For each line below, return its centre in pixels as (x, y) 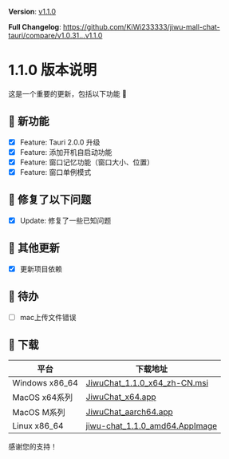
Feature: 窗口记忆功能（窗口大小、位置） (87, 162)
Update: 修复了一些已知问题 (65, 220)
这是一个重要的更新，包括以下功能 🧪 (68, 93)
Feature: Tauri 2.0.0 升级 (60, 142)
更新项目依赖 (41, 269)
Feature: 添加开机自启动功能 (66, 152)
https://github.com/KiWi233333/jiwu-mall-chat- (142, 27)
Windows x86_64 (45, 383)
